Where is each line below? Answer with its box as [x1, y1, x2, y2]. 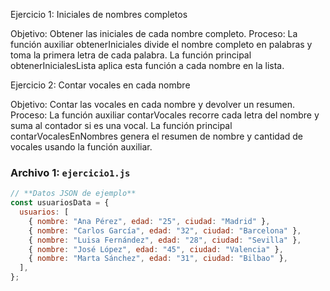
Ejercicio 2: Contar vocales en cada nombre [10, 79, 191, 91]
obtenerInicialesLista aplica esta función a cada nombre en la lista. [10, 60, 285, 71]
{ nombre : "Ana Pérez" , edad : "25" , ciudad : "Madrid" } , [28, 216, 271, 226]
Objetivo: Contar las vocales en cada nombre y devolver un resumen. [10, 99, 295, 110]
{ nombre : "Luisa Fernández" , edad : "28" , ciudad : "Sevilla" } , [28, 235, 302, 245]
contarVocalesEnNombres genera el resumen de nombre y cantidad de [10, 130, 303, 142]
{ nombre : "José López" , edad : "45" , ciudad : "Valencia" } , [28, 244, 284, 254]
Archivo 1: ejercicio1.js [10, 165, 131, 179]
